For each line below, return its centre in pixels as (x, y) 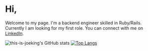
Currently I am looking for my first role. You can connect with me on (74, 28)
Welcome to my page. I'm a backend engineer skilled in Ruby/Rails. (74, 23)
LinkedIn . (14, 33)
